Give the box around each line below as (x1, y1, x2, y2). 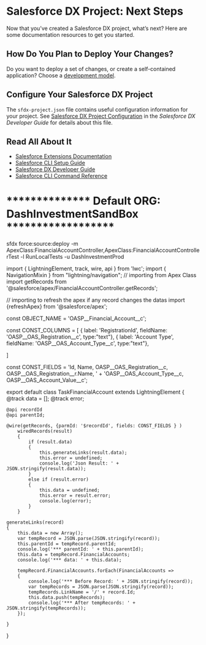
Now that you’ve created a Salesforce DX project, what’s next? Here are (6, 25, 188, 32)
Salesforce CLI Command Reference (15, 172, 108, 180)
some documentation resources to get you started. (6, 31, 135, 38)
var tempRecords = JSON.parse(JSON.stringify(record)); (28, 584, 174, 590)
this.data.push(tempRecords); (28, 595, 105, 601)
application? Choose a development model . (6, 72, 116, 79)
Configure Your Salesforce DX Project (6, 90, 153, 100)
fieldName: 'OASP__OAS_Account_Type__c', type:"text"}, (6, 340, 149, 347)
